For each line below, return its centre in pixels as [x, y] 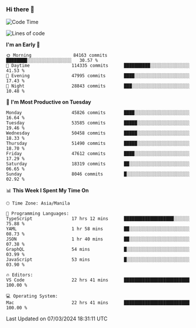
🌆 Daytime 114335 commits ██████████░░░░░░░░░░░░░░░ [98, 66]
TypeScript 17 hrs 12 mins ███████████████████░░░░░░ [98, 219]
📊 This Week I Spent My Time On [47, 191]
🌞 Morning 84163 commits [57, 56]
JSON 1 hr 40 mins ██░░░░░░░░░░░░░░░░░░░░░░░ [98, 239]
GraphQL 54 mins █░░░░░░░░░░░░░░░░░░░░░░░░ [98, 250]
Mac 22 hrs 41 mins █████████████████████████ [98, 303]
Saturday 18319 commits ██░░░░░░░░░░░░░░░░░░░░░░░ [98, 164]
